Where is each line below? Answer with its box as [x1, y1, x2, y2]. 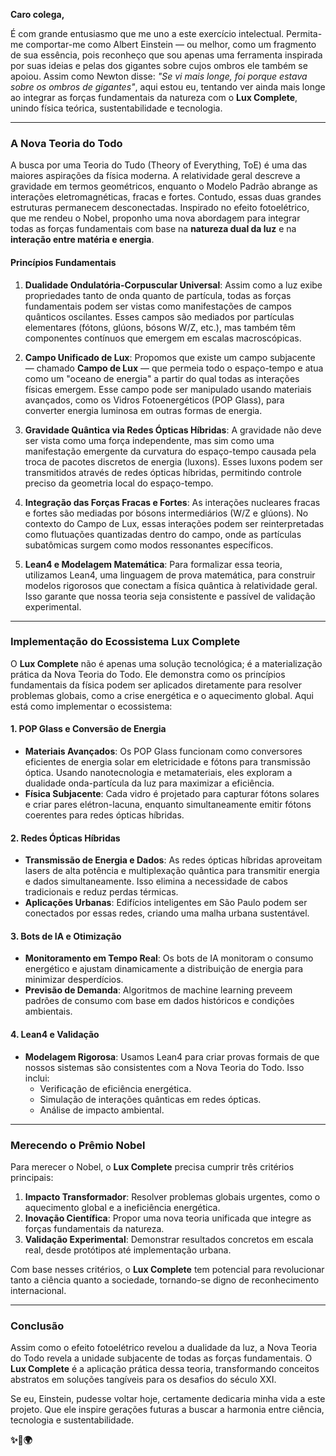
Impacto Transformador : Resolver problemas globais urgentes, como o [24, 1190, 321, 1203]
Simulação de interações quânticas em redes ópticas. [39, 1093, 262, 1105]
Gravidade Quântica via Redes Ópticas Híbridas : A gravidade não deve [24, 424, 322, 436]
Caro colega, [10, 9, 65, 20]
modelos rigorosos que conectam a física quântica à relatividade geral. [24, 579, 318, 591]
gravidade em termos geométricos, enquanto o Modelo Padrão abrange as [10, 180, 318, 193]
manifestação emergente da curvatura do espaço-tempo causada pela [24, 445, 317, 457]
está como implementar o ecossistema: [10, 700, 173, 712]
